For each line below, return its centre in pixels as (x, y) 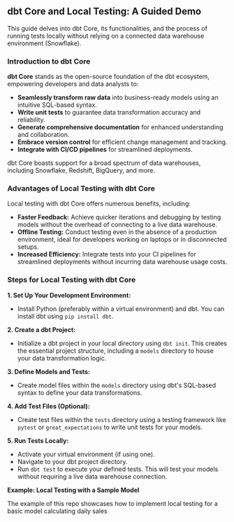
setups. (28, 247)
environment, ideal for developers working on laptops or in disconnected (122, 240)
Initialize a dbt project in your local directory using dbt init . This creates (122, 343)
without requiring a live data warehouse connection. (92, 476)
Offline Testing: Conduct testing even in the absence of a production (117, 232)
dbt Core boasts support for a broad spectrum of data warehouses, (104, 163)
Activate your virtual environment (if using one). (86, 454)
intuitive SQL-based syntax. (57, 105)
